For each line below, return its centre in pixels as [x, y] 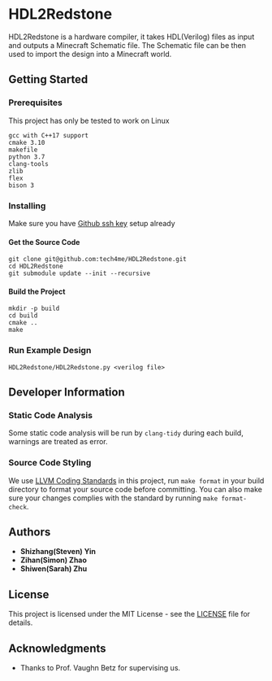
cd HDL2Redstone [36, 266]
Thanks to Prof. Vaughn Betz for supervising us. [100, 668]
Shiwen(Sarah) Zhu [54, 569]
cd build [23, 316]
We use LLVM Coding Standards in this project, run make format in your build [136, 480]
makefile [23, 150]
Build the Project [37, 291]
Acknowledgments [58, 648]
